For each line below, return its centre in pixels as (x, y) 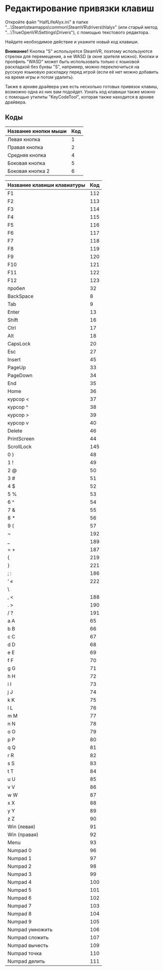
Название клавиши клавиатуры (46, 185)
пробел (16, 288)
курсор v (18, 423)
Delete (15, 431)
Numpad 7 (19, 906)
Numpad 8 (19, 914)
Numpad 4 (19, 882)
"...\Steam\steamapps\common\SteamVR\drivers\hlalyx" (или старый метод (81, 27)
